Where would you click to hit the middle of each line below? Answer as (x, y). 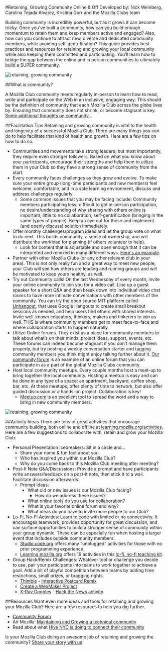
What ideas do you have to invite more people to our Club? (88, 512)
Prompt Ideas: (34, 485)
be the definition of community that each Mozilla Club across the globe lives (84, 105)
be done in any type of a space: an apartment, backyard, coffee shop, (85, 381)
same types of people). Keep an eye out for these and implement (87, 220)
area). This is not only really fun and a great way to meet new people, (84, 263)
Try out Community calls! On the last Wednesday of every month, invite (86, 279)
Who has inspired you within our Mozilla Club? (68, 458)
